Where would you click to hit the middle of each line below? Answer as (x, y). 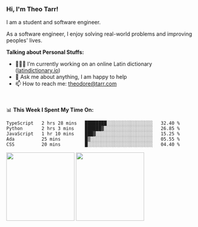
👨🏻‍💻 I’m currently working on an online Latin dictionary (84, 64)
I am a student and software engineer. (54, 22)
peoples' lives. (24, 41)
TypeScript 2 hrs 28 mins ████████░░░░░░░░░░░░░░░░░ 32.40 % (93, 123)
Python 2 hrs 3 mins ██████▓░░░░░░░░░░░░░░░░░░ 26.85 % (93, 129)
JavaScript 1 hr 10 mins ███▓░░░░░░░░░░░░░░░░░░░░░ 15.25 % (93, 134)
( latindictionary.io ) (38, 70)
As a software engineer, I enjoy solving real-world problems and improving (99, 34)
